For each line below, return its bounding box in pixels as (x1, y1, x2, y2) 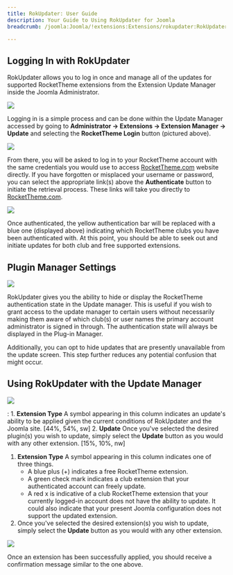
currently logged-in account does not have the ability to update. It (27, 497, 216, 505)
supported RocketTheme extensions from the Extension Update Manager (7, 81, 216, 89)
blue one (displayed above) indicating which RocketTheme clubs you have (7, 226, 220, 235)
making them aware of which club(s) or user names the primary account (7, 315, 214, 323)
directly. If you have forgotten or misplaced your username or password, (7, 171, 214, 179)
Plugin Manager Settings (7, 261, 116, 273)
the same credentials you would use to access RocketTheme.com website (7, 163, 219, 172)
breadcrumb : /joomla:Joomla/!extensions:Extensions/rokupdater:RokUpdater (7, 23, 228, 30)
